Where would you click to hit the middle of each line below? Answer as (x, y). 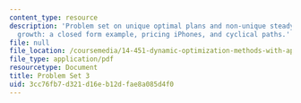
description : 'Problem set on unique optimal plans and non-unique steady (152, 26)
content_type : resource (54, 17)
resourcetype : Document (54, 68)
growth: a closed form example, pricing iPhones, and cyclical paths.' (154, 34)
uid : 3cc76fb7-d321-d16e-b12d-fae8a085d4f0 (92, 84)
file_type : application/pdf (62, 59)
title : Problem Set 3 (50, 76)
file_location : (38, 51)
